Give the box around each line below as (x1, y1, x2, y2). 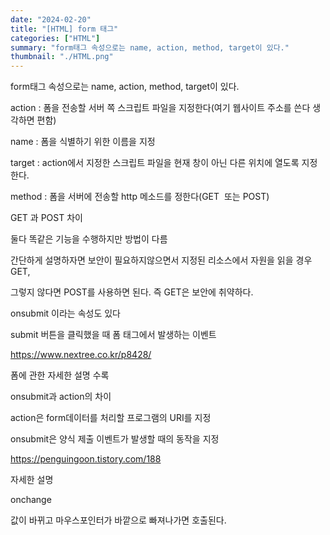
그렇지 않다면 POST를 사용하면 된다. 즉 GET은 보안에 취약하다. (10, 286, 254, 298)
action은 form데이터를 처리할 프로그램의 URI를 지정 (10, 412, 212, 424)
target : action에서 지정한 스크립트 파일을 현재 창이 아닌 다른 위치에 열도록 (10, 157, 300, 169)
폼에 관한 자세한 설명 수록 (10, 369, 110, 381)
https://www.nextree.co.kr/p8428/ (10, 349, 152, 361)
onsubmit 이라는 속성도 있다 (10, 307, 121, 320)
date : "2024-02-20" (10, 14, 92, 25)
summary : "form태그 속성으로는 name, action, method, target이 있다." (10, 42, 290, 53)
